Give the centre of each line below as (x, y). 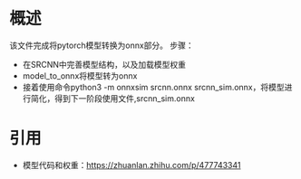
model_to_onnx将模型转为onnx (80, 75)
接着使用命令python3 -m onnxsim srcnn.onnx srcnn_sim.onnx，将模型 (154, 87)
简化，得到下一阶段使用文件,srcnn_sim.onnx (112, 98)
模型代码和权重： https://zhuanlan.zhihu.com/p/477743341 (131, 165)
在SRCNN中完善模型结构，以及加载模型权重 (104, 64)
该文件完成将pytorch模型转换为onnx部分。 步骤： (102, 45)
